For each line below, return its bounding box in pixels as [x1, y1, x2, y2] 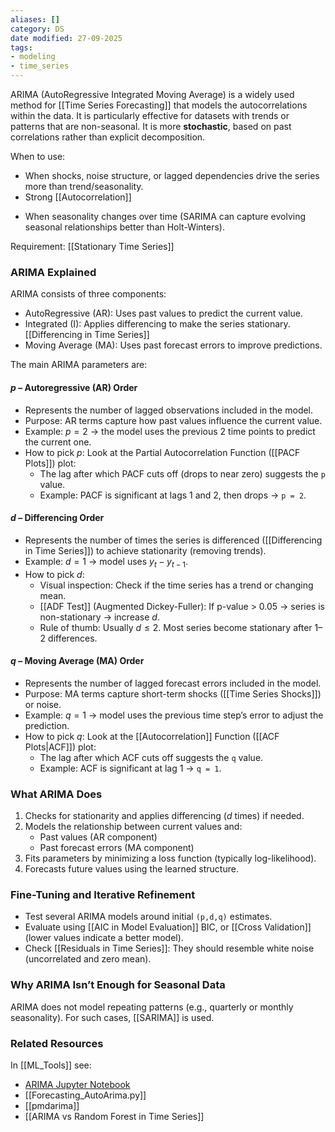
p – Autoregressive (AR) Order [10, 381, 138, 393]
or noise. [24, 698, 62, 710]
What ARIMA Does [10, 787, 103, 801]
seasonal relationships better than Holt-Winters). [24, 221, 225, 233]
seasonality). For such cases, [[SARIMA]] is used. [10, 1011, 215, 1023]
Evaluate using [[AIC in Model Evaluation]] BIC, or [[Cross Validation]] [24, 921, 312, 933]
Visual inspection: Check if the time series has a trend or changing [39, 579, 314, 591]
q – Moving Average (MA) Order [10, 655, 145, 667]
